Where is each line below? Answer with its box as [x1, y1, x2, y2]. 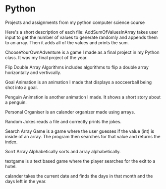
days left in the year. [5, 178, 47, 184]
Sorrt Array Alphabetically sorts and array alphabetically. [5, 148, 121, 154]
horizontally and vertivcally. [5, 69, 61, 75]
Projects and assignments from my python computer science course [5, 19, 145, 25]
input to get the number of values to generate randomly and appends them [5, 34, 158, 40]
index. [5, 139, 18, 145]
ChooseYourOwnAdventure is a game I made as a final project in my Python [5, 49, 160, 55]
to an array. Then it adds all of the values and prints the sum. [5, 39, 129, 45]
